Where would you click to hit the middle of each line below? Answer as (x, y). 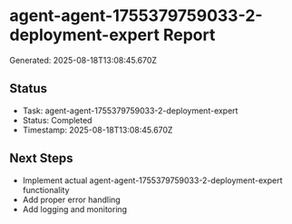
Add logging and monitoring (75, 209)
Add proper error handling (71, 200)
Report (189, 35)
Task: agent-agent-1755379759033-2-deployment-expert (130, 111)
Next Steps (41, 158)
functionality (46, 190)
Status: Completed (57, 120)
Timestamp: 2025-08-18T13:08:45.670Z (97, 130)
